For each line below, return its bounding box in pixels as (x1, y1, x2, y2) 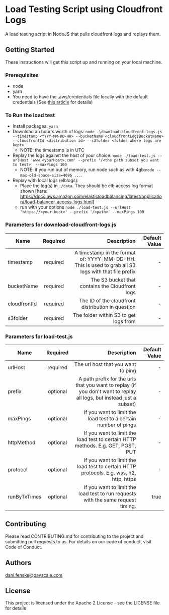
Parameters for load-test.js (5, 333, 73, 340)
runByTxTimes (8, 493, 42, 500)
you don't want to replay (78, 387, 136, 395)
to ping (120, 367, 136, 374)
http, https (112, 475, 136, 482)
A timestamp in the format (74, 249, 136, 256)
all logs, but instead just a (76, 394, 136, 401)
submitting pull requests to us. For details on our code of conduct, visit (5, 538, 152, 544)
